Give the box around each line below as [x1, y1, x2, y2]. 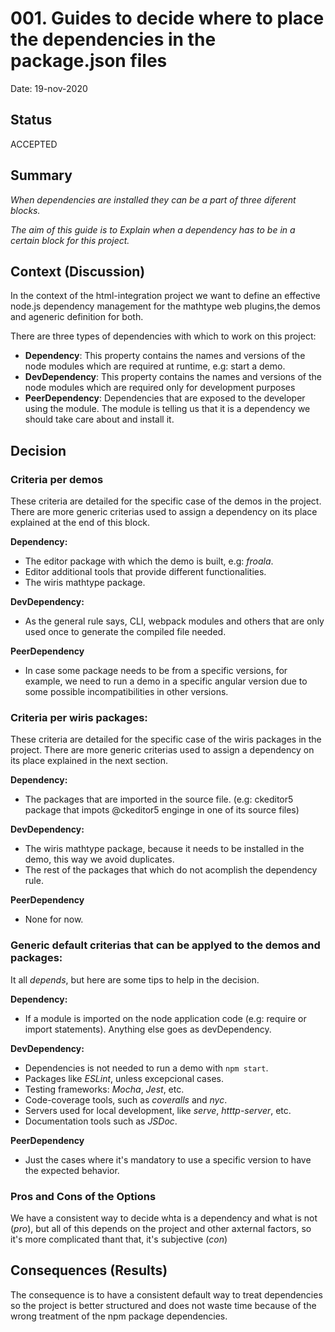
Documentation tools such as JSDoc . [24, 1115, 178, 1127]
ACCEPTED [10, 138, 58, 150]
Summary [10, 167, 73, 184]
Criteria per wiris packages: [10, 710, 148, 724]
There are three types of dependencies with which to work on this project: [10, 330, 317, 342]
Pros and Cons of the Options [10, 1189, 157, 1203]
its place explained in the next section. [10, 755, 169, 767]
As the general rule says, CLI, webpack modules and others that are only [24, 615, 325, 627]
